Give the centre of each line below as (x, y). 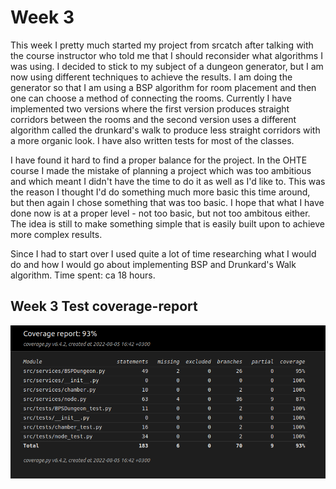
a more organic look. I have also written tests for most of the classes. (152, 140)
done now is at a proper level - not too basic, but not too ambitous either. (160, 213)
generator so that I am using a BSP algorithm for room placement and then (163, 87)
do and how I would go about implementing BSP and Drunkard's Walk (153, 264)
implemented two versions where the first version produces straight (150, 108)
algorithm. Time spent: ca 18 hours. (83, 275)
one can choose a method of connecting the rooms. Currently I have (151, 98)
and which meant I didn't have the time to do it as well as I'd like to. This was (168, 181)
